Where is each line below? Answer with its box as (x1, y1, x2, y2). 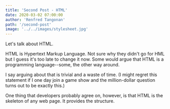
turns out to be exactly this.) (5, 83, 65, 89)
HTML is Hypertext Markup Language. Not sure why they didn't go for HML (5, 51, 165, 57)
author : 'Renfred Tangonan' (5, 17, 66, 22)
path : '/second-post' (5, 22, 52, 27)
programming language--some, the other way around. (5, 62, 120, 68)
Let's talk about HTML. (5, 41, 54, 47)
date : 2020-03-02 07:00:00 (5, 12, 63, 17)
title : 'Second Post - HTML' (5, 7, 68, 13)
